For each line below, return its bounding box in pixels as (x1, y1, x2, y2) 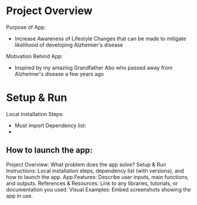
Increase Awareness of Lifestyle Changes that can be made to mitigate (14, 35, 186, 42)
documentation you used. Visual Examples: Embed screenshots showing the (6, 186, 191, 193)
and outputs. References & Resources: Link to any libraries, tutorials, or (6, 180, 178, 187)
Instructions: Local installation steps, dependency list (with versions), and (6, 167, 184, 174)
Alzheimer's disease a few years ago (14, 70, 104, 77)
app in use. (6, 192, 34, 199)
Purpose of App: (6, 24, 46, 31)
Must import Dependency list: (14, 122, 86, 129)
